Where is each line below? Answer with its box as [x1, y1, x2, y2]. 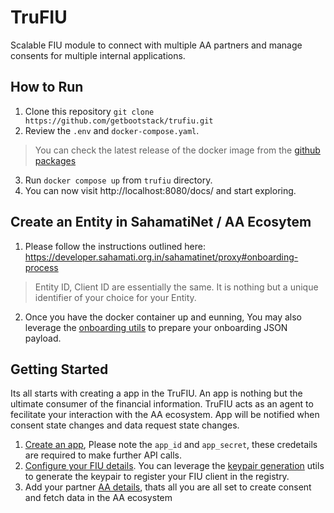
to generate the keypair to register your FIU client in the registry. [24, 471, 290, 483]
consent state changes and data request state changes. [10, 419, 240, 431]
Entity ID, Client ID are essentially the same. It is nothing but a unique [34, 281, 319, 293]
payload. [24, 332, 62, 344]
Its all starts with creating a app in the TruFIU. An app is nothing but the [10, 387, 303, 400]
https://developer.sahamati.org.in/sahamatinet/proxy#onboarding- [24, 251, 299, 263]
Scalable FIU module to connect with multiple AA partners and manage [10, 39, 303, 51]
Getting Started [10, 361, 109, 378]
